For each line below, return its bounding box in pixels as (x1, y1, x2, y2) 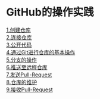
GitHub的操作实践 (6, 5, 94, 19)
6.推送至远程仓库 (6, 63, 48, 70)
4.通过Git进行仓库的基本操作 (6, 48, 76, 55)
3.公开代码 (6, 41, 32, 48)
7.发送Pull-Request (6, 71, 52, 78)
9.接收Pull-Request (6, 86, 53, 93)
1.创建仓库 (6, 26, 31, 33)
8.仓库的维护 (6, 78, 37, 85)
